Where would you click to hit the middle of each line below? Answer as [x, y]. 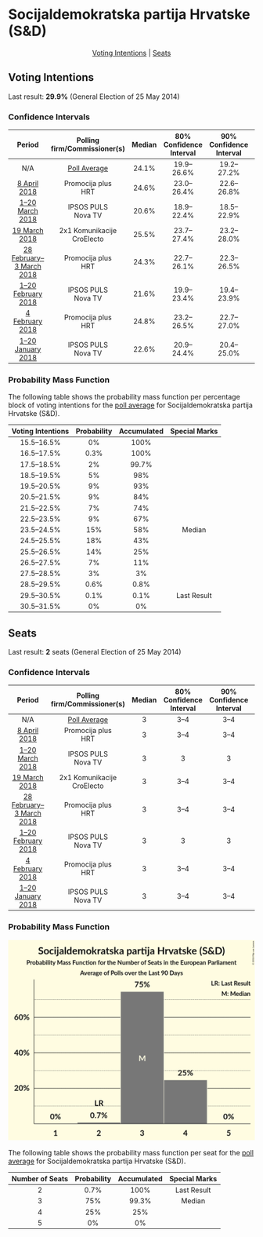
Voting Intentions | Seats [131, 53]
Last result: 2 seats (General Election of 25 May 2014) [95, 652]
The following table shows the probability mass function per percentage [124, 397]
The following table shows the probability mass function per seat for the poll [131, 1153]
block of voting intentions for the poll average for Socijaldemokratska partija [130, 405]
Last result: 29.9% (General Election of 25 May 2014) [94, 97]
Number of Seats [40, 1178]
